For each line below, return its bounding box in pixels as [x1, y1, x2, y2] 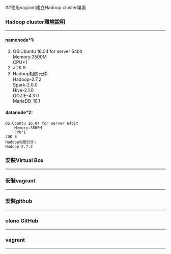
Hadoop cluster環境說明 [5, 18, 65, 25]
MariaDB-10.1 [12, 98, 41, 104]
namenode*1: [5, 37, 35, 43]
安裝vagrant [5, 177, 36, 184]
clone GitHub [5, 217, 39, 224]
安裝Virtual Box [5, 157, 44, 164]
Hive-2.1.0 [12, 87, 34, 93]
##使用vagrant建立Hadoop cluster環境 [5, 5, 87, 10]
